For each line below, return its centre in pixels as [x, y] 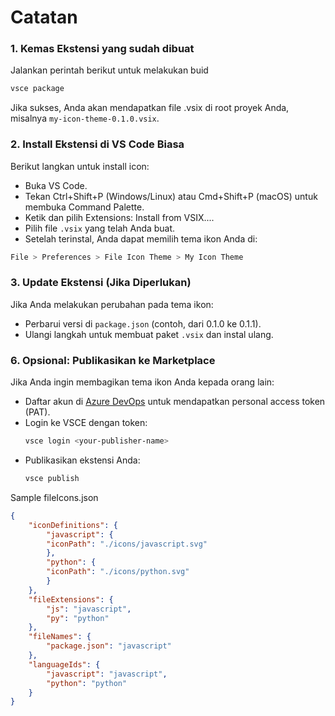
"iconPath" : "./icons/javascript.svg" [127, 544]
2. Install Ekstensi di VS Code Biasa [97, 144]
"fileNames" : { [60, 637]
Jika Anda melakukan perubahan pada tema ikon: [112, 304]
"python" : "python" [87, 683]
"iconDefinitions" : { [73, 525]
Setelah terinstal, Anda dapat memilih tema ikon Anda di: [141, 238]
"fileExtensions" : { [71, 599]
